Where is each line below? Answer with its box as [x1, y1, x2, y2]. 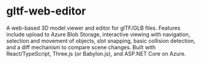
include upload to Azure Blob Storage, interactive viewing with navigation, [6, 30, 191, 38]
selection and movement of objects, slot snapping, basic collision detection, [6, 37, 196, 44]
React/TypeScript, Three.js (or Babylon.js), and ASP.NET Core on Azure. [6, 50, 186, 57]
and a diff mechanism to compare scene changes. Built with [6, 44, 156, 51]
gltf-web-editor [6, 4, 87, 18]
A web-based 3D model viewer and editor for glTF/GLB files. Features [6, 24, 180, 31]
